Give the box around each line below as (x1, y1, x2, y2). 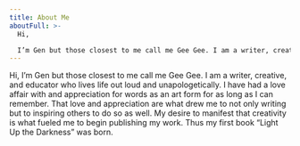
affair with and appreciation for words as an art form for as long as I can (9, 89, 274, 100)
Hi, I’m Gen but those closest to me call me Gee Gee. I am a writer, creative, (9, 70, 287, 81)
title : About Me (9, 12, 70, 22)
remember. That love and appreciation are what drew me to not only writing (9, 99, 287, 109)
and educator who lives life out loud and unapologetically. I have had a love (9, 79, 286, 90)
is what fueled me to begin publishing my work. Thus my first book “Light (9, 118, 279, 128)
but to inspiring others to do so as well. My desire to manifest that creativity (9, 108, 287, 118)
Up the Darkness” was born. (9, 126, 113, 138)
